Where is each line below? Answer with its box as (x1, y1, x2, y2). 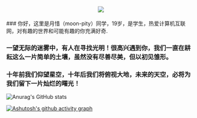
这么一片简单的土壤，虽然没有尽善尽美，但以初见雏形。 (12, 53, 172, 61)
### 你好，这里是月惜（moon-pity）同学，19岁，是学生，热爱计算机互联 (6, 20, 186, 27)
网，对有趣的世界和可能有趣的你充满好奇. (6, 27, 108, 34)
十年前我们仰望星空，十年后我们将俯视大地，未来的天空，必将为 (6, 70, 191, 78)
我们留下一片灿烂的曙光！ (6, 79, 80, 87)
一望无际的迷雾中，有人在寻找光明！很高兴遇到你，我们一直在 (6, 44, 185, 52)
